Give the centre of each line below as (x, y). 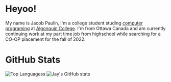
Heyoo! (21, 9)
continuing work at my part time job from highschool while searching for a (83, 34)
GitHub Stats (33, 60)
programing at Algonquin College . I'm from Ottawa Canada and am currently (86, 28)
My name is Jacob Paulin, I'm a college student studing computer (74, 23)
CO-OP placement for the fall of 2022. (45, 39)
